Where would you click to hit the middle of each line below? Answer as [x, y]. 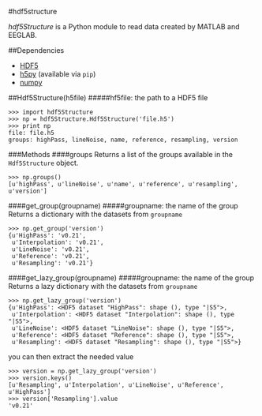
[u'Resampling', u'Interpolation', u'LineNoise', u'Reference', [116, 385]
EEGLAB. [23, 35]
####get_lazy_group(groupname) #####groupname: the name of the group [131, 278]
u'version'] [28, 191]
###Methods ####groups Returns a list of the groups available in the [120, 154]
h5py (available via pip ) [58, 74]
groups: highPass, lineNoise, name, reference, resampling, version [123, 140]
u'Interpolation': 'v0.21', [58, 242]
